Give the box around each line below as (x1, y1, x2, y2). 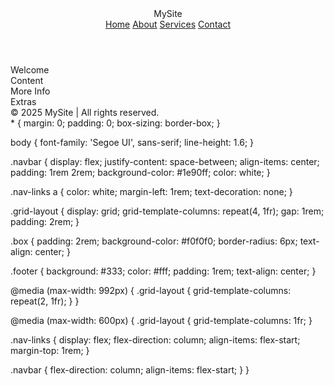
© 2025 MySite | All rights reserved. (10, 107, 160, 118)
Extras (10, 96, 37, 107)
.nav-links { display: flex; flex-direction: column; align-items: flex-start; (10, 334, 301, 346)
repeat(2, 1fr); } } (10, 295, 80, 307)
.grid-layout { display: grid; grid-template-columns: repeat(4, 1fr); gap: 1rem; (10, 205, 325, 217)
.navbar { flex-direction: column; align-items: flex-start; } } (10, 364, 250, 376)
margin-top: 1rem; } (10, 345, 90, 356)
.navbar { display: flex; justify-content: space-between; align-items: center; (10, 156, 320, 167)
